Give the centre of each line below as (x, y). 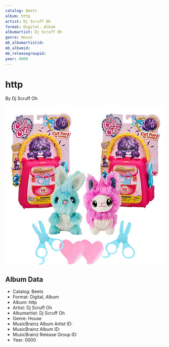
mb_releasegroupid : (26, 53)
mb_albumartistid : (25, 43)
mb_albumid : (18, 48)
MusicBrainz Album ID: (36, 329)
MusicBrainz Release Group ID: (45, 335)
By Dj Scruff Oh (22, 98)
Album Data (24, 279)
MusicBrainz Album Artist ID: (43, 324)
